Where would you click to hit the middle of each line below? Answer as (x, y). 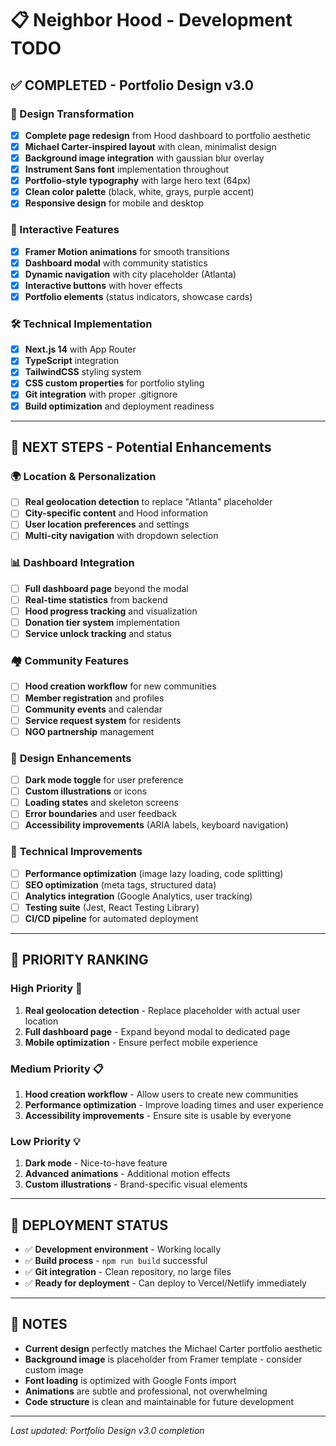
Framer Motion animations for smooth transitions (127, 251)
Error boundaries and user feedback (101, 814)
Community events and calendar (93, 709)
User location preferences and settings (107, 524)
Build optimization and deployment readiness (119, 406)
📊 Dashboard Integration (72, 563)
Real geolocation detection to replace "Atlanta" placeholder (148, 502)
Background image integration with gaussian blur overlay (144, 158)
